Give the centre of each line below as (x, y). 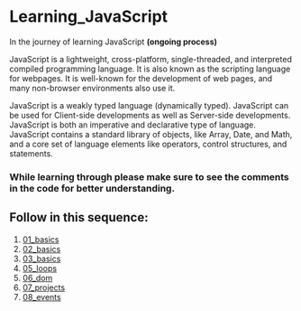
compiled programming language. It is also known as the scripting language (150, 69)
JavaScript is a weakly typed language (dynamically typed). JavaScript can (149, 105)
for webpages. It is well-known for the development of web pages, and (141, 78)
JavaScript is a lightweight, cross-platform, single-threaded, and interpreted (151, 59)
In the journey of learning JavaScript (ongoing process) (114, 42)
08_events (41, 297)
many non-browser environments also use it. (92, 88)
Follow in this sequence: (79, 217)
